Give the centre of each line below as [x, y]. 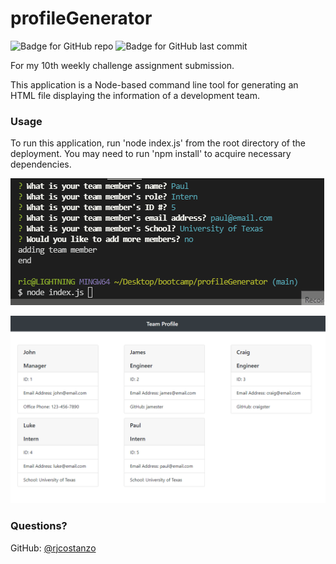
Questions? [39, 526]
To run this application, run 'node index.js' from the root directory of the [158, 143]
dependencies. [41, 164]
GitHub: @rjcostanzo [53, 548]
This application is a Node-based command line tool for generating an [154, 84]
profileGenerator [81, 18]
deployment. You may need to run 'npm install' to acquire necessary [151, 154]
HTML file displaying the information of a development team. [135, 95]
